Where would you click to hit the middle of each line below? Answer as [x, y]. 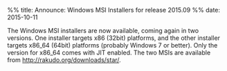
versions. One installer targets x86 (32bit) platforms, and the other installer [113, 38]
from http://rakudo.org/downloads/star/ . [64, 60]
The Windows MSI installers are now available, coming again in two [103, 31]
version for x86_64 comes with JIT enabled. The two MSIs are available [109, 52]
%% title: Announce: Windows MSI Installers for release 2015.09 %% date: [113, 10]
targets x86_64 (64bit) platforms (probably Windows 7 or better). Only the [112, 45]
